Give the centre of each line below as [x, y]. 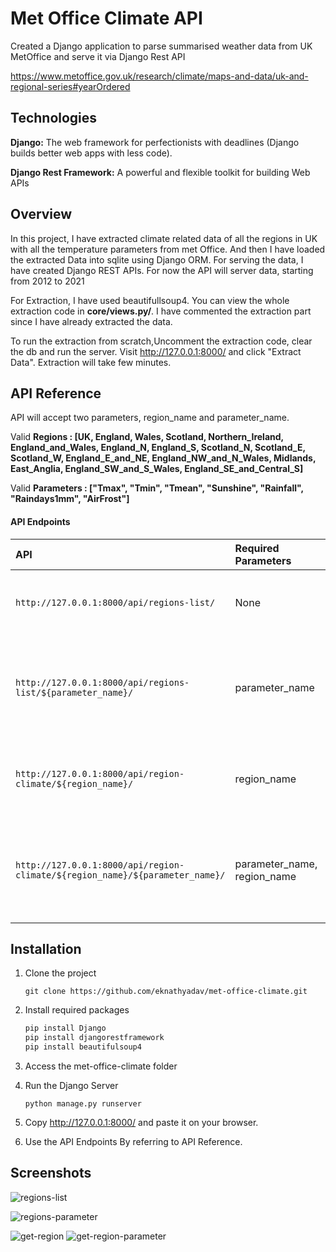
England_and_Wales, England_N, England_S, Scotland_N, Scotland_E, [158, 448]
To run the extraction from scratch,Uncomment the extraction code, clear [161, 341]
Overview [41, 214]
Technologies [54, 118]
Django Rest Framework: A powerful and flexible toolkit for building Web [160, 172]
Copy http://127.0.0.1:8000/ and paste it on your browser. [141, 1123]
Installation [46, 948]
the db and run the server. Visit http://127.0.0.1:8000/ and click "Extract [156, 351]
